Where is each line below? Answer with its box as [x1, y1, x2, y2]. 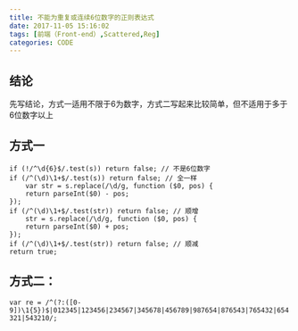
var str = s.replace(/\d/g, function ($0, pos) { [25, 181, 214, 190]
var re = [9, 298, 42, 307]
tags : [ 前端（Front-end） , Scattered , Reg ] [9, 29, 161, 38]
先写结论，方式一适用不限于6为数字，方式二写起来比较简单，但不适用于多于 [9, 99, 288, 110]
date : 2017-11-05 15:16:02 [9, 21, 110, 30]
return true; [9, 247, 58, 256]
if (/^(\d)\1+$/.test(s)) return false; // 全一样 [9, 173, 198, 183]
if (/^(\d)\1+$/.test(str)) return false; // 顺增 [9, 206, 199, 215]
